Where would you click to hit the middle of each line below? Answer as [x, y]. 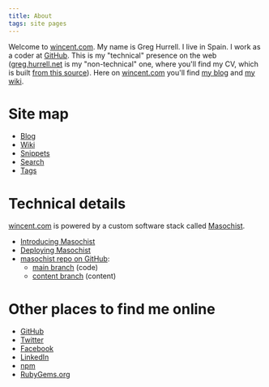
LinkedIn [34, 357]
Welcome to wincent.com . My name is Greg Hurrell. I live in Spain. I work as [134, 46]
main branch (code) [65, 268]
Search [32, 162]
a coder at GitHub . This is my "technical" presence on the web [113, 55]
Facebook [37, 349]
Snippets [35, 153]
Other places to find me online [112, 309]
